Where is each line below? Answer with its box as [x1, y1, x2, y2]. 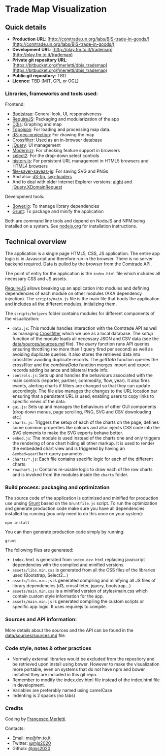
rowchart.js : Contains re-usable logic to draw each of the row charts [12, 467, 153, 472]
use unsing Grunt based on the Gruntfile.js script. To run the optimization [5, 501, 158, 506]
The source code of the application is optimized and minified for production [5, 495, 159, 501]
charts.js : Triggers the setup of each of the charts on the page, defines [12, 419, 159, 425]
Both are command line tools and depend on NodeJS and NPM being [5, 218, 145, 224]
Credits [5, 705, 23, 712]
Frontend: [5, 101, 25, 107]
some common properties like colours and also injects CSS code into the [12, 425, 160, 431]
